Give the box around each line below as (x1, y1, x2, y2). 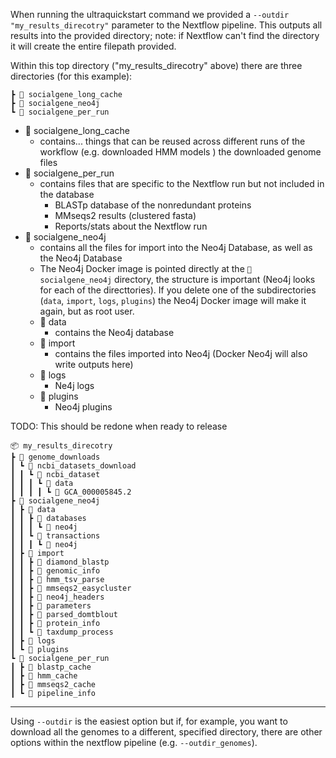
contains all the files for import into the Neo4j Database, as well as (39, 242, 313, 253)
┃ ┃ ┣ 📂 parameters (10, 601, 92, 611)
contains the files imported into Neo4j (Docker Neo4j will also (54, 348, 308, 359)
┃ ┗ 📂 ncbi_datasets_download (10, 461, 137, 471)
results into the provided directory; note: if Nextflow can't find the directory (10, 30, 320, 41)
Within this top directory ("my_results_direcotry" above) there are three (10, 60, 303, 71)
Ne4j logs (54, 380, 95, 391)
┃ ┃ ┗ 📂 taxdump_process (10, 627, 114, 637)
